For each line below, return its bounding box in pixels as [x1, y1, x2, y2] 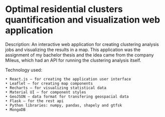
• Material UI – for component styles [5, 89, 86, 94]
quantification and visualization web [5, 14, 160, 25]
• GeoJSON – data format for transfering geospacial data [5, 94, 129, 99]
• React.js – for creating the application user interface [5, 76, 131, 81]
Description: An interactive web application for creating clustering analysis [5, 41, 159, 47]
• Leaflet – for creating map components [5, 81, 93, 86]
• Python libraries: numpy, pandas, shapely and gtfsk [5, 102, 122, 108]
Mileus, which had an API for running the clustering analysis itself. [5, 57, 141, 63]
